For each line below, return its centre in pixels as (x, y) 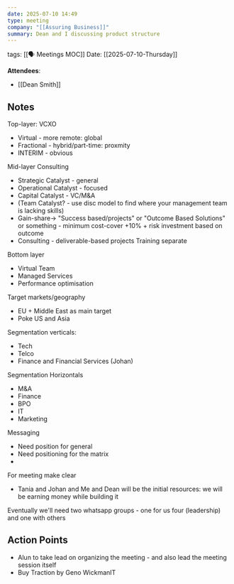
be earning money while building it (68, 497)
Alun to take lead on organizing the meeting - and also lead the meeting (122, 557)
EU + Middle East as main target (65, 311)
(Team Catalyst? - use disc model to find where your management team (123, 203)
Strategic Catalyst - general (58, 180)
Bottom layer (26, 255)
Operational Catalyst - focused (62, 188)
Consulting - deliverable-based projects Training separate (102, 241)
